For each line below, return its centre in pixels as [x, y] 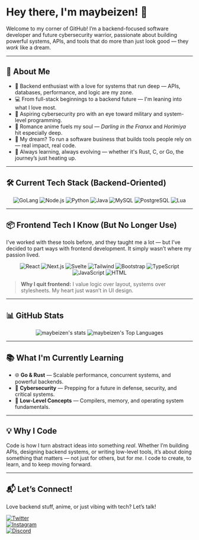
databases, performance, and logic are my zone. [74, 92]
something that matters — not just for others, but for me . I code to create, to [99, 458]
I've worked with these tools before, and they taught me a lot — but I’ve [93, 242]
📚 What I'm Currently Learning [65, 358]
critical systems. [35, 394]
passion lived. [23, 255]
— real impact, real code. [45, 145]
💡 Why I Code [32, 431]
